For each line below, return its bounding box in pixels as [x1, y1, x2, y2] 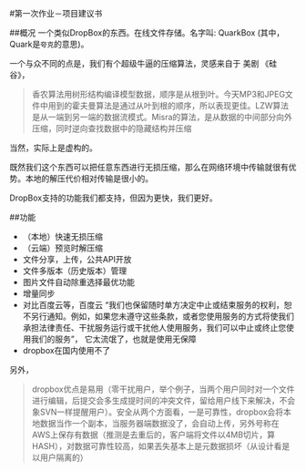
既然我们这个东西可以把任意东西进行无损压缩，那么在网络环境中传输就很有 [9, 162, 289, 172]
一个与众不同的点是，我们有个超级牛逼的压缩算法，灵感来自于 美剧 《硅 [9, 58, 278, 68]
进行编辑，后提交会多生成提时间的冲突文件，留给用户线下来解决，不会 [31, 395, 296, 405]
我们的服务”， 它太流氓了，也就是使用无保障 [30, 333, 197, 344]
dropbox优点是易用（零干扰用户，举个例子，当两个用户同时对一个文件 [31, 384, 295, 394]
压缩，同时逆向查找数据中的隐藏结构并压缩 [31, 123, 192, 134]
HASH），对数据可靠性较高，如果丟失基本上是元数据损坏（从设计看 [31, 441, 282, 451]
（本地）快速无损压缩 [22, 231, 103, 241]
